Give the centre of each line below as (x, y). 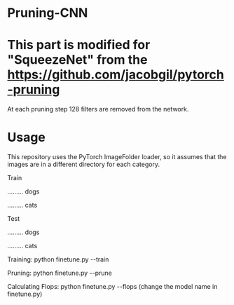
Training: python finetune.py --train (58, 259)
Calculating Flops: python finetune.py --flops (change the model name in (112, 287)
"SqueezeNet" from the (77, 60)
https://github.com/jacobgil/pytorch (116, 75)
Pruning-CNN (48, 13)
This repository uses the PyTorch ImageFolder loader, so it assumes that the (117, 157)
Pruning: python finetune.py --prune (60, 273)
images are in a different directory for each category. (83, 164)
